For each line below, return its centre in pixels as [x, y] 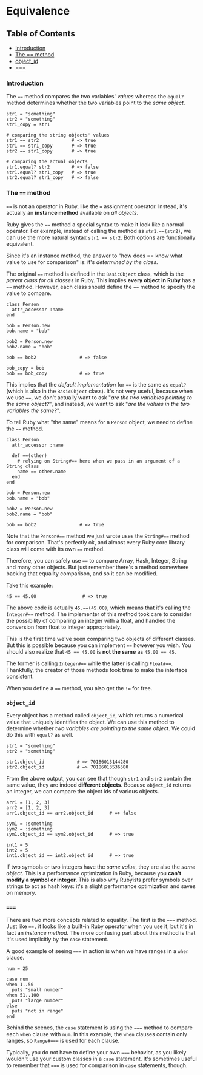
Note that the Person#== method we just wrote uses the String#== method [98, 536]
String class [23, 466]
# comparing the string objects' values [58, 135]
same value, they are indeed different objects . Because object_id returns [99, 785]
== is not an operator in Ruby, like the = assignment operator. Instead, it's [97, 206]
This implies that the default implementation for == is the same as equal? [96, 384]
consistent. [20, 676]
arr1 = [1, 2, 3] [28, 802]
